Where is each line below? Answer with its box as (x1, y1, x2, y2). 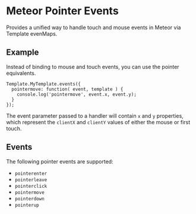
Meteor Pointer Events (6, 4, 119, 18)
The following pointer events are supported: (6, 158, 114, 165)
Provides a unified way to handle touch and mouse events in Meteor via (6, 24, 181, 31)
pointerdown (14, 196, 45, 202)
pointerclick (14, 183, 48, 189)
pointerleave (14, 177, 48, 182)
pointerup (14, 202, 40, 208)
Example (6, 48, 39, 58)
